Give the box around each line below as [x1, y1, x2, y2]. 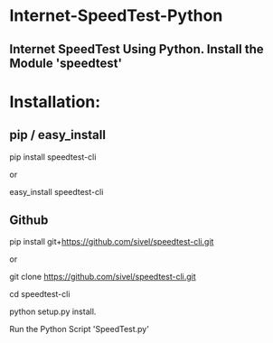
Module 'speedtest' [9, 55, 123, 70]
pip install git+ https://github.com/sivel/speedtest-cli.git [9, 236, 214, 247]
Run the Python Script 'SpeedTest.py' [9, 324, 149, 335]
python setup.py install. [9, 306, 97, 317]
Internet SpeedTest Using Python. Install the [9, 42, 264, 57]
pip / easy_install [9, 127, 107, 143]
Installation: [9, 91, 101, 112]
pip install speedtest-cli [9, 151, 97, 162]
